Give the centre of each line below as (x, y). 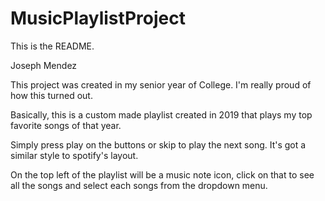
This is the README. (52, 46)
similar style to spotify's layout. (74, 155)
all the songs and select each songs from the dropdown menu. (139, 185)
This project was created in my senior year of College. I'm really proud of (161, 84)
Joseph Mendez (44, 65)
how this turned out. (51, 95)
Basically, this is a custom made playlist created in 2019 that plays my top (161, 114)
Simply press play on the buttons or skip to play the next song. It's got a (158, 144)
